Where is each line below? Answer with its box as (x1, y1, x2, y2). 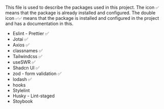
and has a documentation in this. (5, 20, 74, 26)
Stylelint (12, 88, 30, 93)
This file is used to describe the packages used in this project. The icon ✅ (5, 5, 159, 10)
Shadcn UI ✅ (12, 65, 40, 71)
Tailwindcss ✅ (12, 53, 43, 59)
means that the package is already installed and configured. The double (5, 10, 156, 16)
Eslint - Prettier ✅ (12, 31, 49, 36)
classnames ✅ (12, 48, 43, 53)
